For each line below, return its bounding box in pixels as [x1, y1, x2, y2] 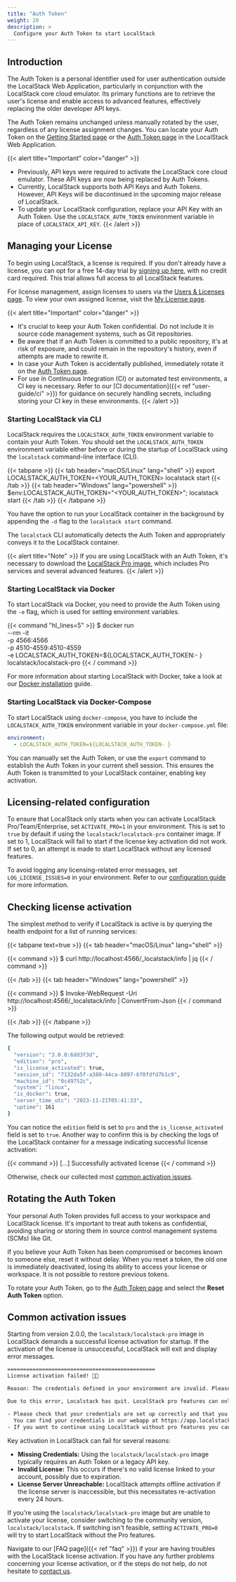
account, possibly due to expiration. [17, 1472, 122, 1481]
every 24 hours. [17, 1494, 64, 1503]
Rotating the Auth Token [7, 1193, 116, 1205]
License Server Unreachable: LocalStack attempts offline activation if [17, 1479, 221, 1488]
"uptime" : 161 [13, 1104, 55, 1111]
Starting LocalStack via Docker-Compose [7, 697, 152, 707]
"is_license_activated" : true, [13, 1064, 105, 1071]
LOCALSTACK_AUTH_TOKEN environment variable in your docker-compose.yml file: [7, 721, 229, 729]
